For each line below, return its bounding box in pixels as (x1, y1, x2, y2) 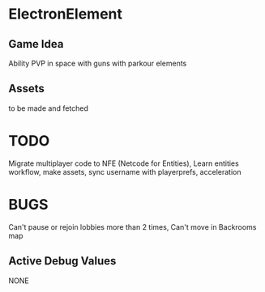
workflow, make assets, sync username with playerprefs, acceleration (8, 167, 241, 176)
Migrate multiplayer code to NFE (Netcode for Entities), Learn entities (8, 159, 239, 168)
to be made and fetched (8, 103, 89, 113)
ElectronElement (8, 5, 123, 23)
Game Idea (8, 37, 64, 51)
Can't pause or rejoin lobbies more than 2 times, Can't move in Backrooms (8, 222, 257, 231)
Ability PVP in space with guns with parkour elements (8, 58, 187, 68)
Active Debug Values (8, 254, 117, 268)
